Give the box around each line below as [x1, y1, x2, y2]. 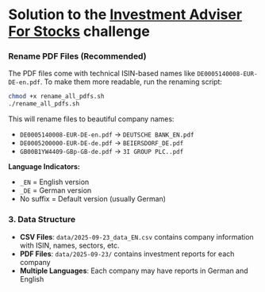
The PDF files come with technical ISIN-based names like [8, 69, 196, 79]
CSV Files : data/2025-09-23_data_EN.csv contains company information [19, 232, 254, 241]
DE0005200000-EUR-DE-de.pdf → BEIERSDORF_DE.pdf [19, 138, 184, 148]
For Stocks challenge [8, 22, 151, 40]
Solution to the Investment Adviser [8, 6, 243, 24]
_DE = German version [19, 186, 92, 195]
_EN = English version [19, 177, 90, 187]
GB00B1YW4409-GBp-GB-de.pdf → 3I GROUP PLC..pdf [19, 147, 184, 156]
